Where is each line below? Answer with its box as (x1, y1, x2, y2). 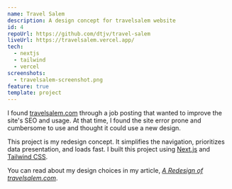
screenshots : (7, 69, 46, 76)
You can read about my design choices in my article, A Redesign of (7, 166, 204, 175)
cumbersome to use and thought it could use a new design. (7, 124, 181, 132)
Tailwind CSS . (7, 153, 48, 161)
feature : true (7, 83, 50, 90)
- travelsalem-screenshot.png (13, 76, 103, 84)
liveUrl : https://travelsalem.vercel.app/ (7, 37, 135, 44)
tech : (7, 43, 23, 50)
